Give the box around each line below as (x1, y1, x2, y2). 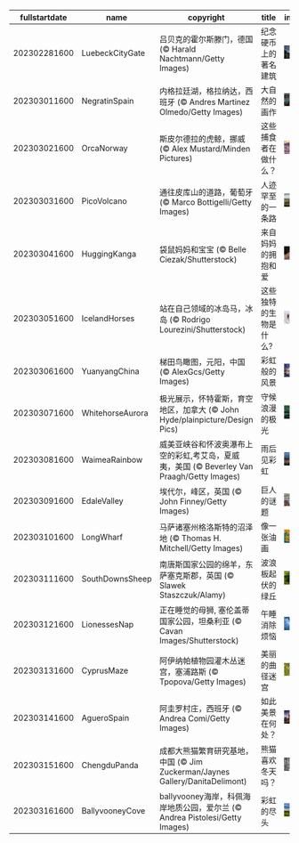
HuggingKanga (81, 248, 137, 259)
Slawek (158, 580, 187, 590)
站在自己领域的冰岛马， (158, 303, 246, 313)
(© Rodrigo (168, 313, 211, 325)
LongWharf (81, 531, 123, 542)
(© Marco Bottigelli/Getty (158, 197, 252, 207)
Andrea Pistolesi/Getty (158, 812, 242, 823)
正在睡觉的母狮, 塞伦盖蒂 (158, 604, 250, 615)
